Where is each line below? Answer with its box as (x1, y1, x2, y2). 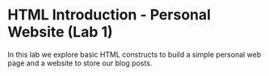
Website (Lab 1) (7, 23, 114, 41)
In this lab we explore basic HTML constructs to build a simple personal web (7, 49, 262, 59)
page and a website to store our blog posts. (7, 58, 153, 68)
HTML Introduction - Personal (7, 6, 212, 24)
